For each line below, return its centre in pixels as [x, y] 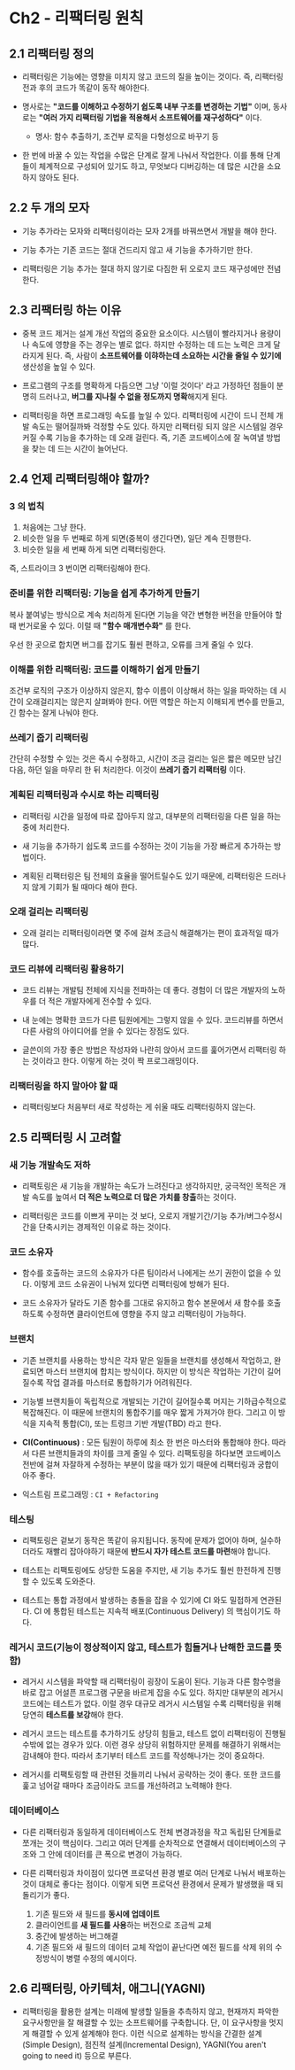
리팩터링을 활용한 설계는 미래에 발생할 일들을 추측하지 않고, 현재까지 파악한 [151, 2012]
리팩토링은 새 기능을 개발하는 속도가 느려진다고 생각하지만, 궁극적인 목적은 [149, 1186]
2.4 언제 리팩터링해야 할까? [79, 479]
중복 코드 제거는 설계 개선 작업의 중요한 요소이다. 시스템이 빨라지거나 [140, 333]
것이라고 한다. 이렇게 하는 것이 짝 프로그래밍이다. [115, 1061]
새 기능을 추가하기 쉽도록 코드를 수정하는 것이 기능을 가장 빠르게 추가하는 [147, 846]
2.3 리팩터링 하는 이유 [65, 310]
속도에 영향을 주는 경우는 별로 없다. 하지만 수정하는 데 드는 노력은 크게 [151, 344]
